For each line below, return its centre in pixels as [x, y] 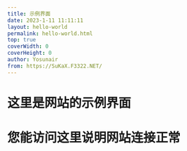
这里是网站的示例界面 [70, 103]
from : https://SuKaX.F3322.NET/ [55, 66]
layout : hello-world [38, 27]
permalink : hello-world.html [50, 33]
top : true [22, 40]
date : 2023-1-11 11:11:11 [45, 20]
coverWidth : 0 [28, 46]
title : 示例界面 [29, 14]
